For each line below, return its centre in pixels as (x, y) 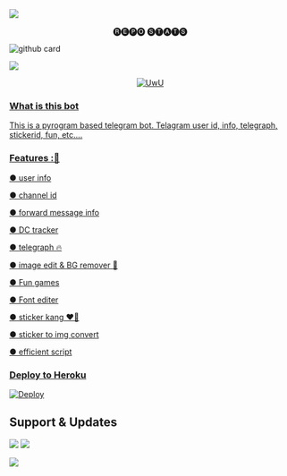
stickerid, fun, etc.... (46, 135)
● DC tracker (34, 229)
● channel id (33, 195)
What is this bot (44, 106)
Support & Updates (63, 423)
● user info (30, 177)
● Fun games (34, 282)
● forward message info (55, 212)
